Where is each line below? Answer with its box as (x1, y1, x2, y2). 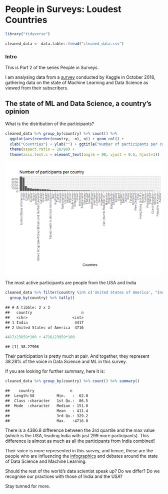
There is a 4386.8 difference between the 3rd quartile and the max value (5, 427, 155, 433)
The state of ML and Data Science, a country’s (5, 100, 151, 108)
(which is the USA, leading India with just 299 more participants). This (5, 432, 149, 438)
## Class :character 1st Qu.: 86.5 (5, 398, 88, 403)
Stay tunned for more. (5, 483, 50, 489)
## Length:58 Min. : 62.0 (5, 393, 88, 398)
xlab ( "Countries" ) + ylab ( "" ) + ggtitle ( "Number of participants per (9, 142, 157, 147)
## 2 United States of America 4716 (5, 325, 84, 330)
